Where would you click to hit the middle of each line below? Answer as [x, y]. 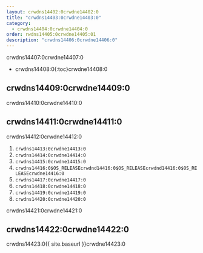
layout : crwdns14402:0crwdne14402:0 [52, 12]
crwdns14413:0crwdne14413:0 [50, 149]
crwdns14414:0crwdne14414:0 [50, 155]
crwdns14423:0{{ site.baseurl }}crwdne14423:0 [66, 244]
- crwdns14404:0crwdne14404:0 [50, 29]
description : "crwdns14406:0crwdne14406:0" [62, 40]
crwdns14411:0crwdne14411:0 [64, 122]
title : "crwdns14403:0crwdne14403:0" [54, 18]
